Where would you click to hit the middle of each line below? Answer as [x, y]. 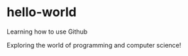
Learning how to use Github [47, 31]
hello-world [42, 12]
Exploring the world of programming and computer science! [94, 45]
